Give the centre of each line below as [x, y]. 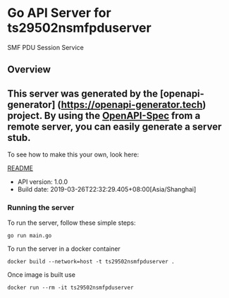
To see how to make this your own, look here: [73, 155]
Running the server [41, 208]
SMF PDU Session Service [46, 47]
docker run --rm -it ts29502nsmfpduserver [70, 288]
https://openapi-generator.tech [132, 105]
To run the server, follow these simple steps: [72, 223]
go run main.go [30, 236]
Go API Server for [59, 13]
